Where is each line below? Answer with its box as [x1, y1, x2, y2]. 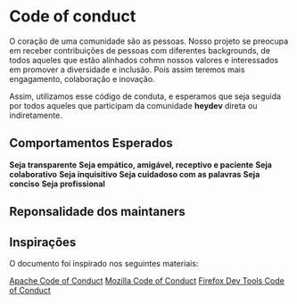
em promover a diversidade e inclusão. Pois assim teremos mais [9, 64, 245, 75]
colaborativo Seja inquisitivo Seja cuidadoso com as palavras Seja [9, 168, 260, 179]
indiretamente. [9, 110, 62, 120]
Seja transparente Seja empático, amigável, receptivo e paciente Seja [9, 159, 272, 170]
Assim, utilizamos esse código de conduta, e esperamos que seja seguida [9, 91, 282, 102]
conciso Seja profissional [9, 178, 105, 189]
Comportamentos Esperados [9, 136, 174, 151]
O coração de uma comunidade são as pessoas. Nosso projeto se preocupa [9, 36, 289, 46]
